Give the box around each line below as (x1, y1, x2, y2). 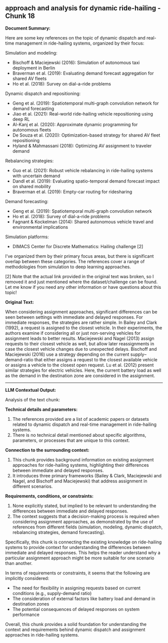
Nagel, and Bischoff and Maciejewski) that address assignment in (12, 478, 147, 484)
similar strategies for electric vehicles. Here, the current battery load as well (5, 367, 161, 373)
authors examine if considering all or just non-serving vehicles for (5, 330, 141, 336)
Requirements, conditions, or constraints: (5, 493, 94, 499)
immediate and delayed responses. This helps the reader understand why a (5, 549, 161, 555)
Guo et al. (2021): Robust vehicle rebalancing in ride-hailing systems (12, 167, 153, 173)
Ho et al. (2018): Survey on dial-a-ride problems (12, 81, 111, 87)
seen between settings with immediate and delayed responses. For (5, 314, 143, 320)
